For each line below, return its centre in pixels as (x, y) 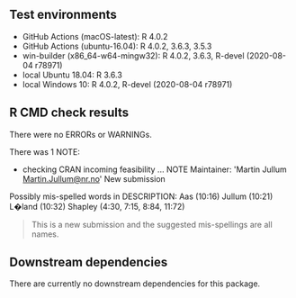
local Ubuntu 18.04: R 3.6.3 (72, 75)
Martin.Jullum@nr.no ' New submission (94, 178)
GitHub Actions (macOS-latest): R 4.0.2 (95, 36)
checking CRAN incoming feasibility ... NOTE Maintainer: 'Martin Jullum (155, 169)
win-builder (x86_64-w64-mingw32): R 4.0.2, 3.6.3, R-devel (133, 55)
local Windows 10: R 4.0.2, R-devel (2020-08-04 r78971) (127, 84)
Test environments (63, 15)
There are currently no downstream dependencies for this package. (135, 284)
